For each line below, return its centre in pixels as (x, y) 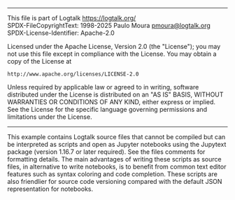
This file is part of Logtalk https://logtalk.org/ (72, 18)
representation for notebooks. (50, 189)
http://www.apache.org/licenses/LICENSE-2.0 (73, 74)
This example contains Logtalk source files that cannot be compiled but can (116, 137)
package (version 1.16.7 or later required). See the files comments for (106, 152)
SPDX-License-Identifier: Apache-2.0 (61, 33)
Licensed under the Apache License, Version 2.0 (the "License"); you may (114, 47)
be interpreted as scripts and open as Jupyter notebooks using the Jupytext (117, 144)
